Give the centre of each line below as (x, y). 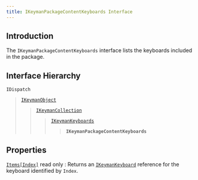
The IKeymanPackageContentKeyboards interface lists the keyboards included (99, 50)
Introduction (30, 36)
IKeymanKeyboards (72, 121)
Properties (26, 150)
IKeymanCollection (59, 111)
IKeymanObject (38, 100)
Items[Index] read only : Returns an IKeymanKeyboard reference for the (93, 164)
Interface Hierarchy (43, 76)
